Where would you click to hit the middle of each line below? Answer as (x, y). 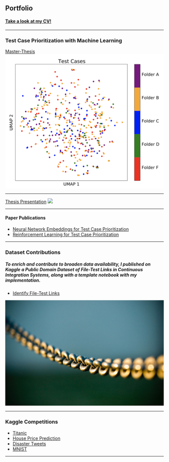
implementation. (23, 280)
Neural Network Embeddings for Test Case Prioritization (71, 229)
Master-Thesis (20, 51)
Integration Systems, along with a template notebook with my (71, 275)
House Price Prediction (36, 438)
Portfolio (19, 8)
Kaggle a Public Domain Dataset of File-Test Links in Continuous (74, 270)
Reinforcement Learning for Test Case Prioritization (66, 234)
